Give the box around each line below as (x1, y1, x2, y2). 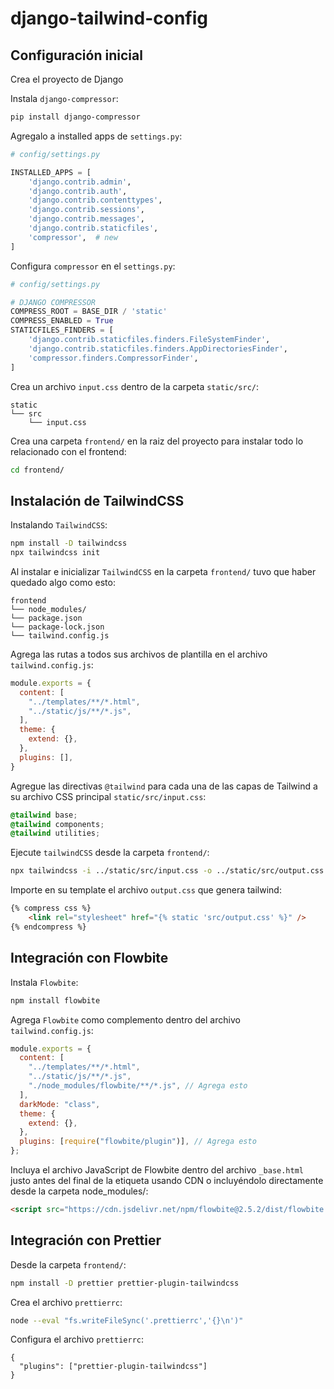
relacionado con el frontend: (10, 445, 127, 457)
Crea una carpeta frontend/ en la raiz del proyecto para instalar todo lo (10, 435, 304, 447)
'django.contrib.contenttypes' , (28, 195, 163, 206)
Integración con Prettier (10, 1232, 162, 1249)
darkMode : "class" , (19, 1099, 101, 1109)
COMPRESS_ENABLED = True (10, 316, 114, 326)
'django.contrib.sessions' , (28, 205, 145, 215)
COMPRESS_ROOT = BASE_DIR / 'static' (10, 307, 168, 317)
